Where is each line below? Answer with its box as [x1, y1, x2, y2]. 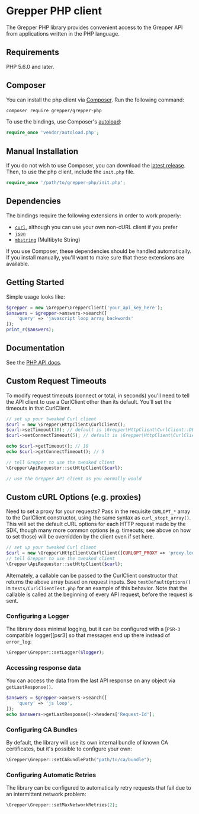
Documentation [6, 343, 65, 353]
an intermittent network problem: [6, 791, 86, 798]
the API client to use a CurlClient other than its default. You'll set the [6, 398, 172, 405]
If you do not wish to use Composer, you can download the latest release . [6, 162, 186, 169]
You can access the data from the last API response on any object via [6, 677, 176, 684]
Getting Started [6, 277, 65, 287]
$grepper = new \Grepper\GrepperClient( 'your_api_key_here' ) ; [6, 305, 163, 311]
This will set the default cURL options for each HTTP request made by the [6, 521, 186, 528]
